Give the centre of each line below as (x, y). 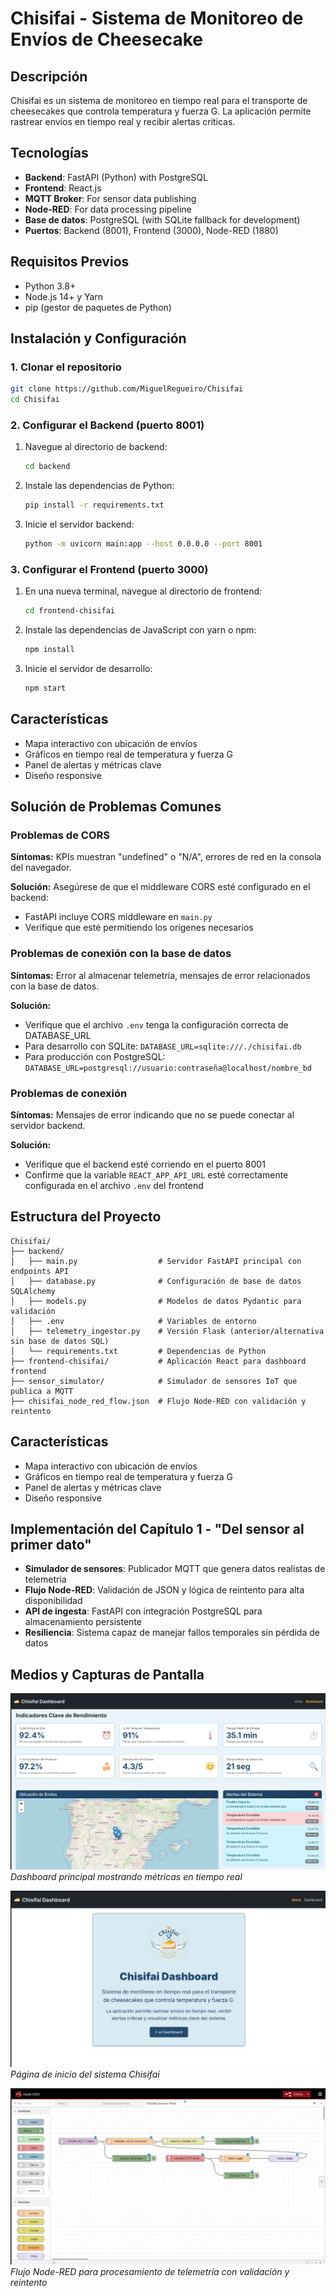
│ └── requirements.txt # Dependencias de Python (138, 1351)
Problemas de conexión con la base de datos (121, 954)
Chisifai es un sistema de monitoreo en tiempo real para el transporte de (159, 100)
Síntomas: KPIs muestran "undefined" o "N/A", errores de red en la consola (166, 857)
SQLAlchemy (33, 1291)
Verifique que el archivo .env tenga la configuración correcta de (156, 1024)
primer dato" (51, 1545)
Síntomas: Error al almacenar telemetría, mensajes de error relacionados (160, 975)
